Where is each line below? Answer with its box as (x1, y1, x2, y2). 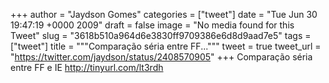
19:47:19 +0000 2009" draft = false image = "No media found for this (10, 19, 295, 31)
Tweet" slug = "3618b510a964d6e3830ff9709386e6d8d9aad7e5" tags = (10, 30, 312, 41)
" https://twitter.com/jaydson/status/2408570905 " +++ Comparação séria (10, 51, 313, 63)
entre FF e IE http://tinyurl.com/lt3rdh (10, 62, 164, 73)
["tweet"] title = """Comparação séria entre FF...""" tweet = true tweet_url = (10, 40, 322, 52)
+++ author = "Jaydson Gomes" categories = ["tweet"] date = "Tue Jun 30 (10, 9, 318, 20)
